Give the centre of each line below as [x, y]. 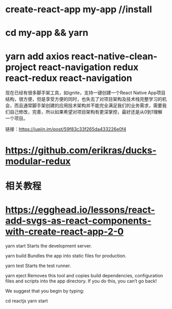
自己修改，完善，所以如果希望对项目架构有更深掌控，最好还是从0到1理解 [86, 112]
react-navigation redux [88, 67]
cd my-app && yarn [47, 33]
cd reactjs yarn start [27, 301]
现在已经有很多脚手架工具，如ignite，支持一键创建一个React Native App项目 [85, 93]
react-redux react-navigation [69, 78]
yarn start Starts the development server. [49, 246]
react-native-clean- [114, 56]
